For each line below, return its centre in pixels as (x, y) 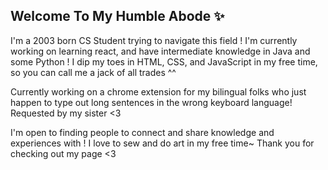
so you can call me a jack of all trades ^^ (93, 72)
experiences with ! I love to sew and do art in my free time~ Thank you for (162, 143)
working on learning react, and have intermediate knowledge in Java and (160, 51)
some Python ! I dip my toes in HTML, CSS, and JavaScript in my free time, (164, 61)
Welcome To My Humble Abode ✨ (117, 16)
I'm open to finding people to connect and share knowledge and (142, 132)
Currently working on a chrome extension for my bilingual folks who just (158, 91)
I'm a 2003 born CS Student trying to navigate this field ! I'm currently (154, 40)
